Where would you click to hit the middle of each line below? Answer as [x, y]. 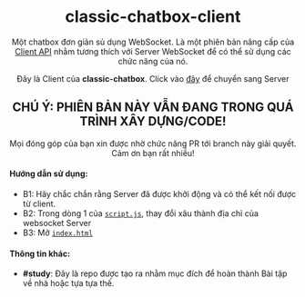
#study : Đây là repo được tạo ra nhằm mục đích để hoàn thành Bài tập [155, 273]
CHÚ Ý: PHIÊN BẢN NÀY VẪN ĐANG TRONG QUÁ [153, 108]
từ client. [39, 203]
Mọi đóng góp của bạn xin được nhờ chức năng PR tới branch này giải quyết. [153, 144]
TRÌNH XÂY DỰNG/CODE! [153, 121]
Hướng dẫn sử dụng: [49, 173]
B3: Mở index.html [58, 233]
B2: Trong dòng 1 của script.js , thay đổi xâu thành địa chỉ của [141, 213]
